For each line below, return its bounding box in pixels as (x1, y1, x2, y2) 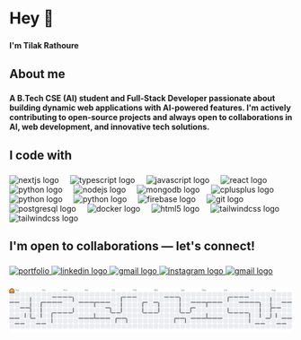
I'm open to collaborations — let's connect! (9, 239, 256, 254)
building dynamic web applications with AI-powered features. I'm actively (9, 102, 292, 113)
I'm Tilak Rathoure (9, 40, 79, 51)
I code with (9, 147, 73, 162)
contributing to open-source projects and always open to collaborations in (9, 112, 293, 123)
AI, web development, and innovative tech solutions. (9, 121, 210, 133)
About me (9, 66, 66, 82)
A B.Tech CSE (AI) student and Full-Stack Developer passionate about (9, 93, 276, 104)
